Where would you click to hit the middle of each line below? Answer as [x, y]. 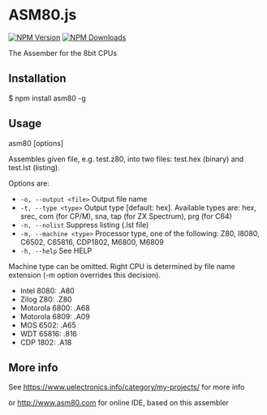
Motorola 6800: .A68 [55, 308]
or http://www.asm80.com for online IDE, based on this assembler [119, 403]
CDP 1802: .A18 [46, 342]
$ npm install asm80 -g [47, 98]
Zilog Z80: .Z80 [46, 299]
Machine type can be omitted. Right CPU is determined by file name [122, 266]
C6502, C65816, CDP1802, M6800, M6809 [92, 242]
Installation [37, 79]
